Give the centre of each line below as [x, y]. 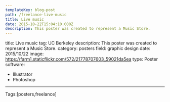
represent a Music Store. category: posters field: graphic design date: [78, 48]
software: [15, 65]
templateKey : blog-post [30, 10]
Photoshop [24, 80]
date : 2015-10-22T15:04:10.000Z [39, 24]
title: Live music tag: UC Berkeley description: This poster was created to [81, 43]
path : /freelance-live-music [36, 15]
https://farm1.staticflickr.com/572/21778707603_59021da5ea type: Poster [82, 59]
